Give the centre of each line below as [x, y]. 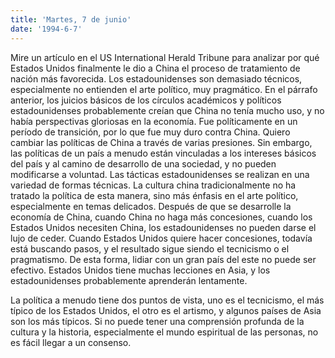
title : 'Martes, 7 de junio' [71, 19]
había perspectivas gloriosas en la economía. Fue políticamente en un [154, 121]
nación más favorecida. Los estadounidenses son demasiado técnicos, [156, 78]
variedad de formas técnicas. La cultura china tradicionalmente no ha [153, 185]
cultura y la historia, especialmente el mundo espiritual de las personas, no [164, 332]
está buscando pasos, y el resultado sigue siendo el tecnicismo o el [150, 248]
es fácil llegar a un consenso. [71, 342]
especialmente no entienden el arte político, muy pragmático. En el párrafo [164, 89]
